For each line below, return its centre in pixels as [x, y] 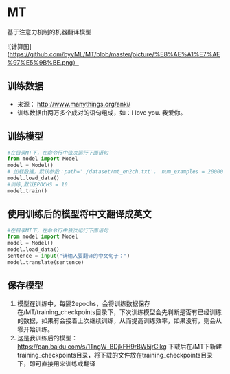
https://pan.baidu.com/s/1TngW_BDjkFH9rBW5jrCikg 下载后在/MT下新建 [119, 346]
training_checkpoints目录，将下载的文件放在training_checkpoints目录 [115, 355]
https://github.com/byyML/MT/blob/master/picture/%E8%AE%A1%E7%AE [115, 54]
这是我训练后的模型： [47, 338]
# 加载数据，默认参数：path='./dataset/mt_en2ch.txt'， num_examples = [106, 172]
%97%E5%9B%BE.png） [43, 62]
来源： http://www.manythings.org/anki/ [74, 104]
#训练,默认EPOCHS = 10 [37, 184]
